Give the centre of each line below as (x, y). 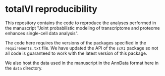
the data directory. (24, 68)
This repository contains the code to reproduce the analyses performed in (81, 23)
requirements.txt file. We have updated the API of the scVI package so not (82, 48)
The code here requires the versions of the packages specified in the (76, 42)
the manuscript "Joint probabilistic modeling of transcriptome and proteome (82, 28)
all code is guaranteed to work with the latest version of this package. (76, 53)
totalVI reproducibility (51, 9)
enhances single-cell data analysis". (42, 33)
